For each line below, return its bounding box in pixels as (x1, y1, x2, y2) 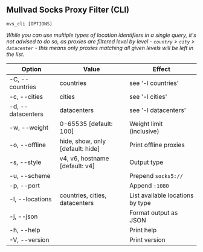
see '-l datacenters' (129, 106, 186, 114)
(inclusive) (129, 127, 159, 135)
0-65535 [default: (59, 119, 113, 128)
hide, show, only (59, 137, 106, 145)
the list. (6, 51, 25, 58)
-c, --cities (9, 92, 43, 101)
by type (129, 198, 151, 207)
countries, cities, (59, 191, 107, 200)
